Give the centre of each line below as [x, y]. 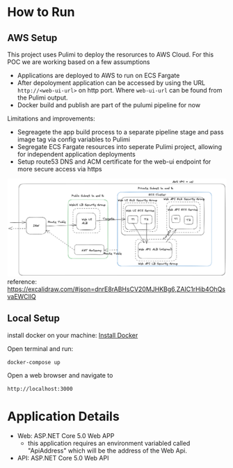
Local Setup [34, 319]
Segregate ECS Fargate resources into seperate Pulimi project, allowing [120, 147]
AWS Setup [32, 38]
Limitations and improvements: [51, 118]
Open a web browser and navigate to [60, 375]
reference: [22, 281]
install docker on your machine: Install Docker [73, 335]
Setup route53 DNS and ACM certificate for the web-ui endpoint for [114, 162]
